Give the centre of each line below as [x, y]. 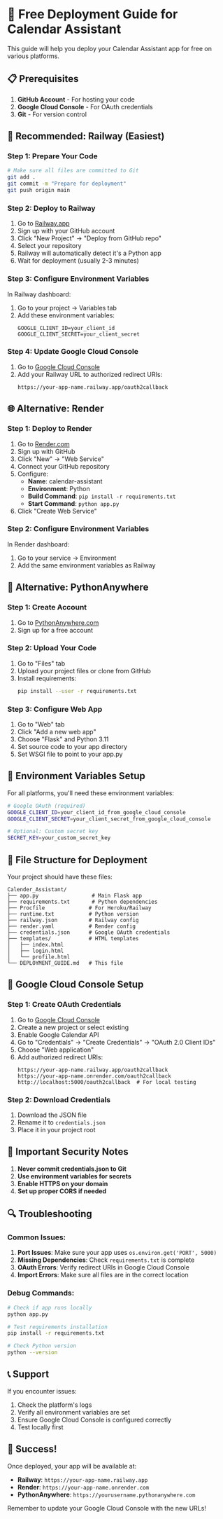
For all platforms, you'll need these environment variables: [91, 793]
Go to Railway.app [43, 224]
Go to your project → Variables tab [67, 308]
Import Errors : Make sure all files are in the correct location [103, 1275]
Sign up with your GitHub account [66, 231]
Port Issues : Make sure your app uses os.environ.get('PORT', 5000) [117, 1253]
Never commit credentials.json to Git [72, 1169]
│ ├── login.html [36, 951]
